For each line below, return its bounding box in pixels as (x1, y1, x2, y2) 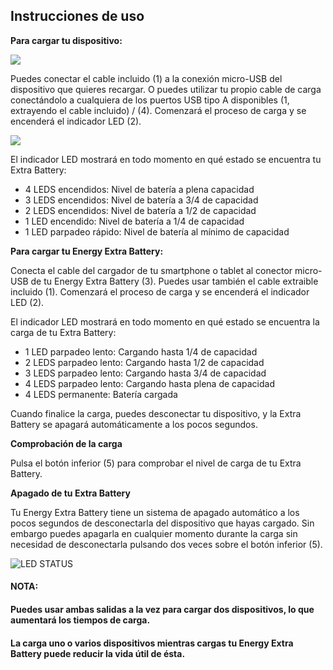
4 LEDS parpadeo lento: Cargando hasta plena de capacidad (24, 377, 276, 389)
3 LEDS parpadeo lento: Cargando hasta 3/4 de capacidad (24, 367, 267, 379)
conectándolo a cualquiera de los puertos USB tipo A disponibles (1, (10, 94, 290, 106)
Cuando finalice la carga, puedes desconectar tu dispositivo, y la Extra (10, 407, 302, 419)
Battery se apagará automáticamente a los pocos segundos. (10, 418, 258, 430)
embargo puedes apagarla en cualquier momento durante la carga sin (10, 527, 298, 539)
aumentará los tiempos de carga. (10, 614, 151, 626)
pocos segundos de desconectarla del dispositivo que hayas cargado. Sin (10, 517, 315, 529)
